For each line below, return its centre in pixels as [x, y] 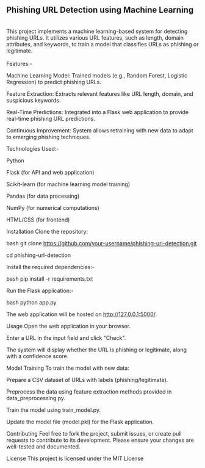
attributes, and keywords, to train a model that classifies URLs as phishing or [103, 44]
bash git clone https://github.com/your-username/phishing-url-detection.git [102, 243]
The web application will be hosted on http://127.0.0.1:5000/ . [82, 314]
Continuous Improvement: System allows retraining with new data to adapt [100, 130]
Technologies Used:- [33, 148]
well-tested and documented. [43, 446]
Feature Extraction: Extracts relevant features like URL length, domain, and [100, 93]
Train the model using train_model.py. [54, 410]
